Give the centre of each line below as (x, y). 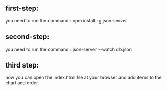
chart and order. (22, 83)
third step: (22, 65)
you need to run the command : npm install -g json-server (66, 20)
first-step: (22, 8)
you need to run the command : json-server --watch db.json (68, 49)
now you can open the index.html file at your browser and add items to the (83, 77)
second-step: (27, 37)
